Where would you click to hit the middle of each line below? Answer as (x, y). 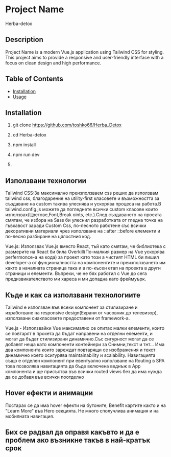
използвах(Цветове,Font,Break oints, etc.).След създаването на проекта (83, 215)
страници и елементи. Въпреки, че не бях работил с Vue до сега (76, 273)
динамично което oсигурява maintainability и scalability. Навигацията (80, 355)
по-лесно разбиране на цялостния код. (48, 237)
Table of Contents (34, 79)
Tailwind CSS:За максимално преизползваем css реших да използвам (82, 193)
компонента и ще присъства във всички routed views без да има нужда (84, 371)
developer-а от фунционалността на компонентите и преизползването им (86, 263)
